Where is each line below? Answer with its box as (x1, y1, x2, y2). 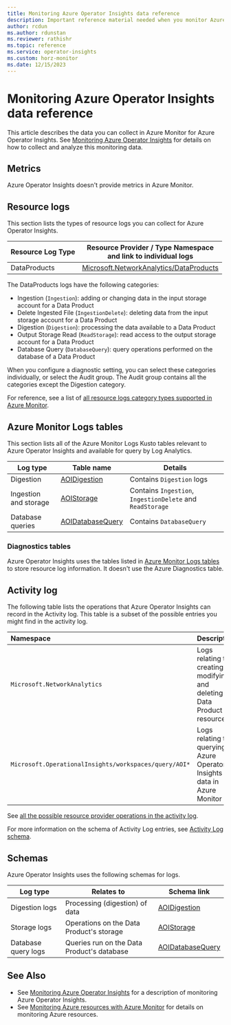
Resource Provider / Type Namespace (87, 243, 214, 252)
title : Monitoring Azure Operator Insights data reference (7, 10, 180, 17)
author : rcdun (7, 23, 48, 30)
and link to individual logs (107, 252, 194, 261)
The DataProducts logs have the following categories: (7, 281, 159, 289)
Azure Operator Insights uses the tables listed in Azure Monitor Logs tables (7, 557, 220, 565)
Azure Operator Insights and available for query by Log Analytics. (7, 446, 192, 455)
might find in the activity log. (7, 617, 88, 626)
